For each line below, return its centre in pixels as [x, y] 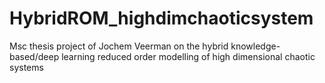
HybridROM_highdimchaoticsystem [161, 18]
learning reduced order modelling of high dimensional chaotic [188, 56]
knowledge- [255, 46]
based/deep [34, 56]
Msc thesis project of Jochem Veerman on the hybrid [119, 46]
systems [26, 67]
